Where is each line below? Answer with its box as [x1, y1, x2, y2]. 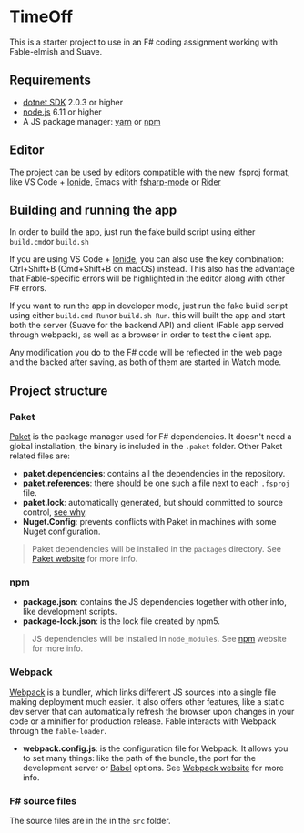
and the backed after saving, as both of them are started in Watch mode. [9, 356, 282, 367]
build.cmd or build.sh [9, 236, 89, 247]
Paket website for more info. [31, 553, 138, 565]
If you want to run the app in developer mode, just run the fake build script [9, 300, 289, 311]
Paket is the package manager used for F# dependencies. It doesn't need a [9, 431, 292, 442]
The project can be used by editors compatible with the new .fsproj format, [9, 166, 290, 177]
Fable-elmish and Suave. [9, 45, 103, 56]
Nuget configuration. [22, 526, 101, 537]
